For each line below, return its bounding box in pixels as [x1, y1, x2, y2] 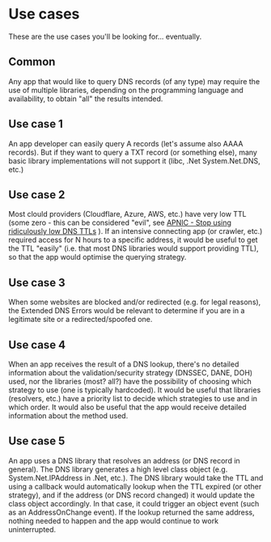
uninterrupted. [8, 524, 57, 534]
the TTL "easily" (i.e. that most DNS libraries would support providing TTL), [8, 243, 259, 253]
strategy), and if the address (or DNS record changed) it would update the [8, 490, 255, 500]
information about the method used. [8, 411, 129, 421]
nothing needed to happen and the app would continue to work [8, 515, 219, 526]
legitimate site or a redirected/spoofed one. [8, 315, 153, 324]
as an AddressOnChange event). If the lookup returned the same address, [8, 507, 255, 517]
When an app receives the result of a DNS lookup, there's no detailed [8, 359, 239, 369]
